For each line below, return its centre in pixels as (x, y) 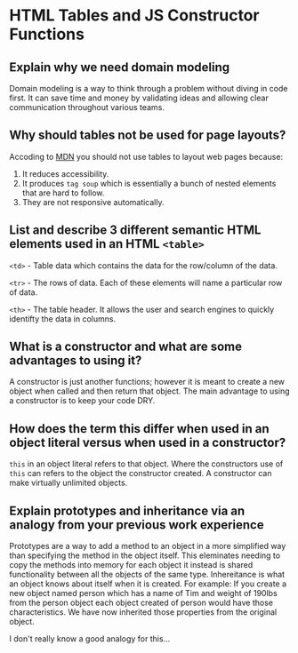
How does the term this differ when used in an (139, 429)
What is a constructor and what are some (126, 347)
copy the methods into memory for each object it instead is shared (131, 565)
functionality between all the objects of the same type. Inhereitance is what (147, 575)
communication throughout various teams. (87, 107)
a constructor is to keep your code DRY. (82, 401)
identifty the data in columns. (63, 319)
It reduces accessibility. (65, 173)
